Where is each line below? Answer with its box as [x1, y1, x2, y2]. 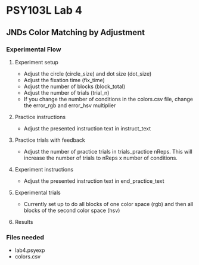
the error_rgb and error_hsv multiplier [23, 102, 116, 109]
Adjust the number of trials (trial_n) [23, 89, 110, 96]
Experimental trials [14, 189, 61, 196]
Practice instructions [14, 113, 66, 120]
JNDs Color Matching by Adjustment [6, 27, 145, 38]
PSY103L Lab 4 [6, 4, 82, 17]
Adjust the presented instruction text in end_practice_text [23, 177, 165, 185]
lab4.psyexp [14, 247, 45, 254]
